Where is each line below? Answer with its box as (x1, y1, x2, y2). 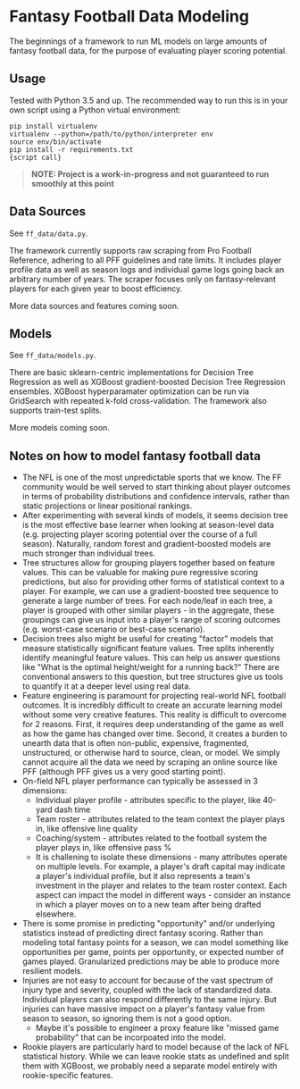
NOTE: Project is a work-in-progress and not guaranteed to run (30, 168, 270, 180)
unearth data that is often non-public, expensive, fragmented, (21, 738, 249, 749)
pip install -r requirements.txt (9, 145, 134, 154)
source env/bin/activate (9, 137, 102, 147)
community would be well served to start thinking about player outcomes (21, 482, 291, 492)
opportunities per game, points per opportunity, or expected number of (21, 947, 284, 958)
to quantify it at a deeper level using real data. (21, 681, 192, 691)
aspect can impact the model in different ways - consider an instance (35, 890, 291, 901)
